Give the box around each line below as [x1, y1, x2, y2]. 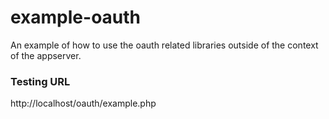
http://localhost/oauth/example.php [10, 97, 157, 110]
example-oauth [10, 6, 142, 29]
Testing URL [10, 74, 71, 88]
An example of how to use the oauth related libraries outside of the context [10, 39, 319, 51]
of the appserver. [10, 49, 82, 61]
